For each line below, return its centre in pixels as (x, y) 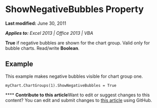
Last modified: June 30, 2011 (36, 23)
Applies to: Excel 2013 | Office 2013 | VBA (49, 33)
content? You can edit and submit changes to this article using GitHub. (79, 100)
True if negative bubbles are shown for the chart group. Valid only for (78, 43)
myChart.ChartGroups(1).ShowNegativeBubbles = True (61, 85)
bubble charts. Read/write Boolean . (42, 48)
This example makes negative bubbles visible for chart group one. (74, 76)
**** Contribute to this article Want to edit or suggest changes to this (78, 95)
